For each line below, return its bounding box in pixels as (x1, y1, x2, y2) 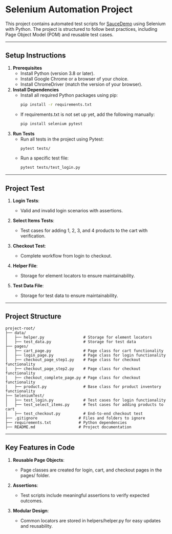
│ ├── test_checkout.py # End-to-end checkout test (5, 411, 143, 416)
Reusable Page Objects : (12, 457, 65, 463)
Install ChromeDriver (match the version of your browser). (20, 81, 142, 87)
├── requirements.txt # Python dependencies (5, 420, 127, 425)
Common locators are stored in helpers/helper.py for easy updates (20, 517, 161, 524)
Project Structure (5, 312, 61, 321)
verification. (20, 233, 46, 239)
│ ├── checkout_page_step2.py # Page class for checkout (5, 366, 141, 371)
